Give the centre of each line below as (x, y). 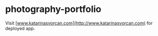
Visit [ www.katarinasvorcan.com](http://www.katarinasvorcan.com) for (79, 23)
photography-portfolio (54, 9)
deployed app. (20, 28)
